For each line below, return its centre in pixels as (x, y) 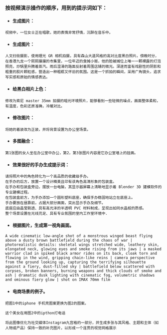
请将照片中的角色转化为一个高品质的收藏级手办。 (48, 176)
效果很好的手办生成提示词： (41, 165)
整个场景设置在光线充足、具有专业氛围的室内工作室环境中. (57, 214)
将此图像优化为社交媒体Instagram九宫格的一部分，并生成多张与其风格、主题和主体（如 (82, 323)
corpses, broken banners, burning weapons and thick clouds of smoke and (83, 271)
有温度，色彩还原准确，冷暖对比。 (35, 106)
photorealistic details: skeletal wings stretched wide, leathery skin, (82, 245)
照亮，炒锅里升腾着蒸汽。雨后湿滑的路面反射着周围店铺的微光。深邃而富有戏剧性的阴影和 (83, 67)
